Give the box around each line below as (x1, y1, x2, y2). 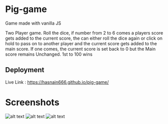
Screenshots (5, 96, 60, 108)
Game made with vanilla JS (5, 20, 61, 26)
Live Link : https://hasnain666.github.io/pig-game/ (5, 79, 109, 85)
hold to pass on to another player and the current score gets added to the (5, 40, 157, 46)
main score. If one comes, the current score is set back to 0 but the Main (5, 46, 156, 52)
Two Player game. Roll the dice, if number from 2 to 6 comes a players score (5, 30, 163, 36)
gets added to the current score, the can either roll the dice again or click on (5, 35, 163, 41)
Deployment (5, 66, 45, 74)
